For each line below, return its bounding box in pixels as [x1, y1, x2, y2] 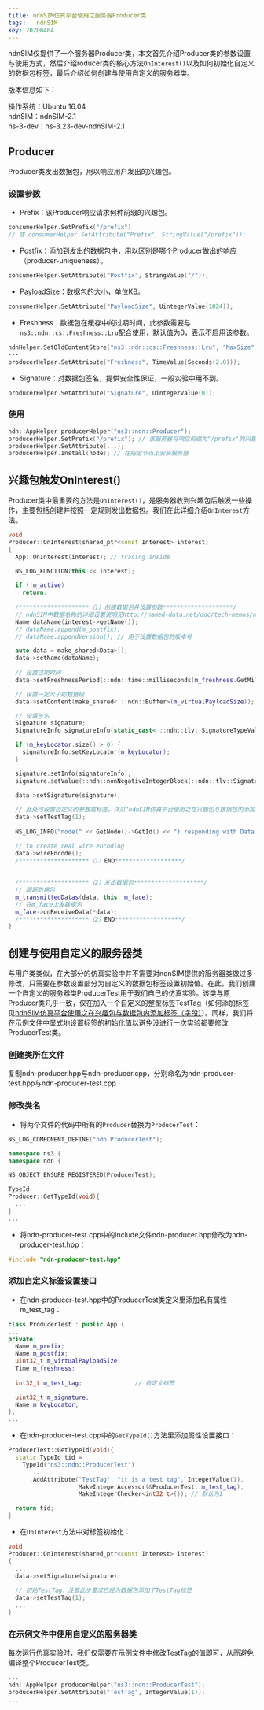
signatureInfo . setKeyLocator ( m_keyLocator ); [22, 748, 170, 756]
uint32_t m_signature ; [15, 1393, 90, 1401]
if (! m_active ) [15, 581, 65, 589]
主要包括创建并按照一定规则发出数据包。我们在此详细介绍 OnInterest [21, 506, 244, 515]
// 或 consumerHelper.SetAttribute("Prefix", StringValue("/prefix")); [8, 231, 247, 239]
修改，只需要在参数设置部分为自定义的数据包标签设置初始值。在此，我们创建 [8, 978, 256, 989]
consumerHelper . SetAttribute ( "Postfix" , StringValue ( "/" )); [8, 272, 210, 280]
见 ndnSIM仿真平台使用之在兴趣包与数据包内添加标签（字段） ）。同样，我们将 [8, 1008, 254, 1018]
